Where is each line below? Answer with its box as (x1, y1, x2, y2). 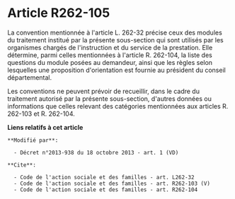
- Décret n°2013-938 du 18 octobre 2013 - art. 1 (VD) (13, 149, 179, 156)
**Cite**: (7, 161, 37, 169)
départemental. (7, 73, 52, 82)
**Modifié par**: (7, 136, 59, 144)
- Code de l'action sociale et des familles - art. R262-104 (13, 186, 198, 193)
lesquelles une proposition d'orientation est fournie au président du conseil (7, 66, 227, 74)
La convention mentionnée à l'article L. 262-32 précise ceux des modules (7, 28, 223, 37)
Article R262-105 (7, 5, 110, 21)
